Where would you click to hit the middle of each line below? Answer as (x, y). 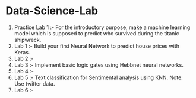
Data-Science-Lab (52, 11)
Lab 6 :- (24, 90)
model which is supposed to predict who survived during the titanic (97, 33)
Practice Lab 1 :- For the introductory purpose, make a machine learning (102, 27)
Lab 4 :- (24, 71)
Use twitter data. (34, 83)
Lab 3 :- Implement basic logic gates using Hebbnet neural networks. (99, 65)
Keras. (22, 52)
